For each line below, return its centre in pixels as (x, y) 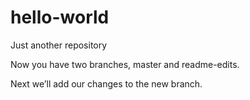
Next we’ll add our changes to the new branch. (106, 83)
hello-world (60, 17)
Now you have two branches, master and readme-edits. (125, 64)
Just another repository (59, 45)
